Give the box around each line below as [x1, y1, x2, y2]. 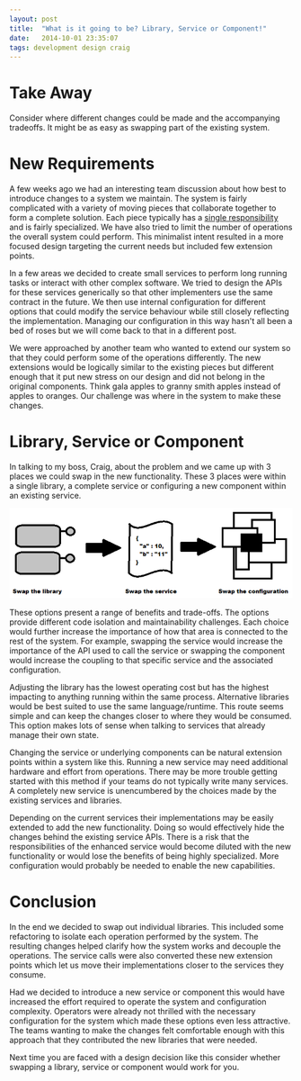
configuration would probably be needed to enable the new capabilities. [9, 860, 276, 870]
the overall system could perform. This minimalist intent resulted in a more [9, 231, 284, 242]
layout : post [9, 14, 58, 23]
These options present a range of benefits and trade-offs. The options [9, 607, 270, 617]
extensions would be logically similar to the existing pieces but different [9, 362, 274, 373]
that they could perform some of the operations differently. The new [9, 352, 261, 364]
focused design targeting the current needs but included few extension [9, 241, 273, 252]
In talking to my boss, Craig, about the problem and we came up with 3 [9, 462, 271, 473]
